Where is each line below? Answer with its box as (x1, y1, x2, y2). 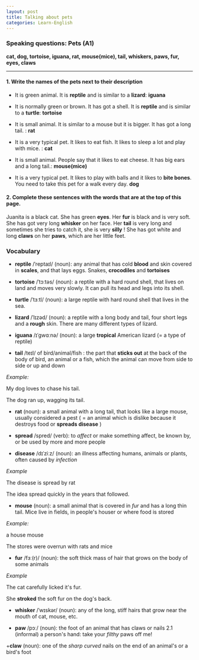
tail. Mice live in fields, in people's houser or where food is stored (14, 508, 174, 516)
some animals (14, 561, 49, 568)
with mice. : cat (14, 145, 53, 152)
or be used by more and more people (14, 438, 106, 445)
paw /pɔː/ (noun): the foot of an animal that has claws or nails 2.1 (14, 624, 173, 632)
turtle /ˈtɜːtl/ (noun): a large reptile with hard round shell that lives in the (14, 296, 189, 303)
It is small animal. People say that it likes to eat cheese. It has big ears (14, 156, 185, 163)
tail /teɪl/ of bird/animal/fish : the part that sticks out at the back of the (14, 349, 187, 356)
